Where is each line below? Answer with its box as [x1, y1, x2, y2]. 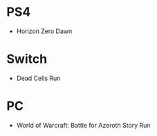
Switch [6, 51, 48, 67]
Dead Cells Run [16, 74, 61, 82]
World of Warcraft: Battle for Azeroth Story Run [16, 121, 151, 129]
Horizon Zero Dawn [16, 27, 73, 35]
